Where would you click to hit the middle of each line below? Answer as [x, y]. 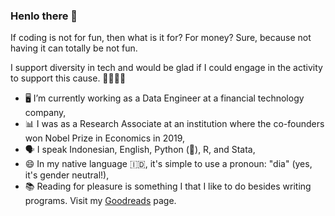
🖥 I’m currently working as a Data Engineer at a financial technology [164, 98]
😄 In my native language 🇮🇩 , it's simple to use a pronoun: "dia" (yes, [168, 164]
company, [45, 113]
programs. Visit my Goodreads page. [100, 201]
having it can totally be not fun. [74, 48]
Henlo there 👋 [44, 16]
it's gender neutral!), [67, 175]
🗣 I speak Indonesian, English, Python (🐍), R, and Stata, [140, 150]
